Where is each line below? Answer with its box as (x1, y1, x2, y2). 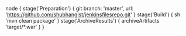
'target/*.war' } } (5, 23, 44, 30)
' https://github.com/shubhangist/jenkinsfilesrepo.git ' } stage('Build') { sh (5, 11, 181, 18)
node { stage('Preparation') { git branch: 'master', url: (5, 5, 134, 12)
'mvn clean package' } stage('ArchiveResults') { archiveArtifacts (5, 17, 160, 24)
